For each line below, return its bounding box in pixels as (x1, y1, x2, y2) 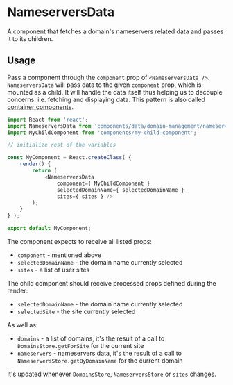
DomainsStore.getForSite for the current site (17, 341, 144, 350)
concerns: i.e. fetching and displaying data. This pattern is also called (7, 95, 206, 104)
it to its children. (7, 34, 53, 42)
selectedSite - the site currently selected (17, 307, 136, 316)
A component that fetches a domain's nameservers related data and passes (7, 27, 224, 35)
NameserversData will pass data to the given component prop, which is (7, 81, 202, 89)
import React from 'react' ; (7, 116, 89, 123)
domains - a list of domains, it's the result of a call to (17, 334, 165, 343)
